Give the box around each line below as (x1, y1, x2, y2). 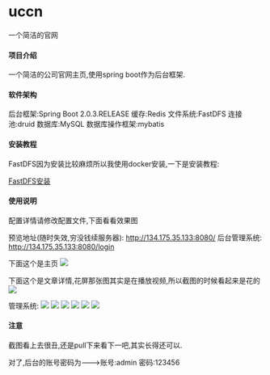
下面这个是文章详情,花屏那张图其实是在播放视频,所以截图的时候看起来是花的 (8, 276, 261, 285)
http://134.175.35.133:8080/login (8, 242, 115, 251)
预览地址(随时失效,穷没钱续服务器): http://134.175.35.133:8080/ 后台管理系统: (8, 233, 263, 242)
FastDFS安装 (8, 176, 51, 186)
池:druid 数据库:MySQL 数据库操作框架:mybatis (8, 120, 165, 129)
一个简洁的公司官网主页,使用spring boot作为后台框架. (8, 70, 186, 79)
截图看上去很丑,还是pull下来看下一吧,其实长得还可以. (8, 340, 183, 350)
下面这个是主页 (8, 258, 58, 268)
